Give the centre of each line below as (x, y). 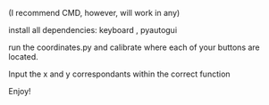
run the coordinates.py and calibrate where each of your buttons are (134, 47)
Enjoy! (20, 91)
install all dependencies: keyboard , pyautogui (93, 30)
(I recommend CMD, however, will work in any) (94, 13)
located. (23, 57)
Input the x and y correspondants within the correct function (119, 74)
